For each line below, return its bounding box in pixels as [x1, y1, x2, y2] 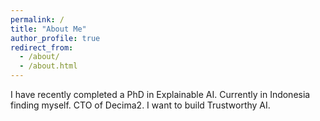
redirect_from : [10, 42, 74, 53]
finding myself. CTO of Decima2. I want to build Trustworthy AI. [10, 99, 271, 111]
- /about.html [19, 61, 78, 71]
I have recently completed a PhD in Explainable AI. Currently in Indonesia [10, 89, 311, 100]
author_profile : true [10, 33, 101, 43]
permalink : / [10, 14, 65, 25]
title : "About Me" [10, 24, 87, 34]
